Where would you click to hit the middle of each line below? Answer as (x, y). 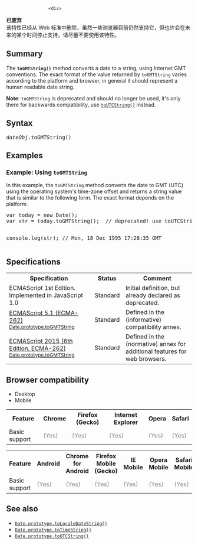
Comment (158, 279)
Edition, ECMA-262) (38, 348)
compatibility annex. (154, 327)
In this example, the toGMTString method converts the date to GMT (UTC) (95, 185)
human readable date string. (40, 87)
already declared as (153, 295)
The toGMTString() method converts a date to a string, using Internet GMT (96, 68)
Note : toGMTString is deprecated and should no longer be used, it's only (93, 98)
